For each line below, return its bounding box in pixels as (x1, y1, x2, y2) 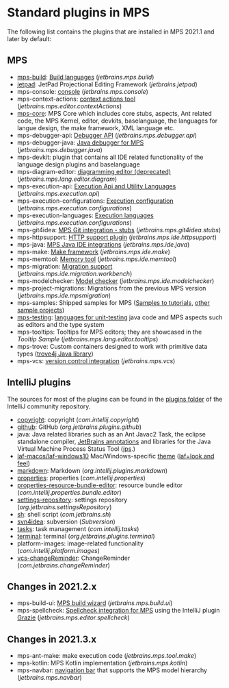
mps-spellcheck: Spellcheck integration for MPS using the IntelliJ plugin (16, 606, 220, 615)
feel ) (16, 459, 31, 467)
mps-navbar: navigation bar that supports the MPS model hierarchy (16, 666, 207, 674)
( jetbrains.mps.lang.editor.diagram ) (16, 175, 118, 183)
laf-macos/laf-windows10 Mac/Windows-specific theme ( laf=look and (16, 452, 215, 460)
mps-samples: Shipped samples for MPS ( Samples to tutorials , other (16, 298, 211, 306)
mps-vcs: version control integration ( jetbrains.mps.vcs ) (16, 356, 176, 365)
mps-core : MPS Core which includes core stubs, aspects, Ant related (16, 109, 212, 117)
